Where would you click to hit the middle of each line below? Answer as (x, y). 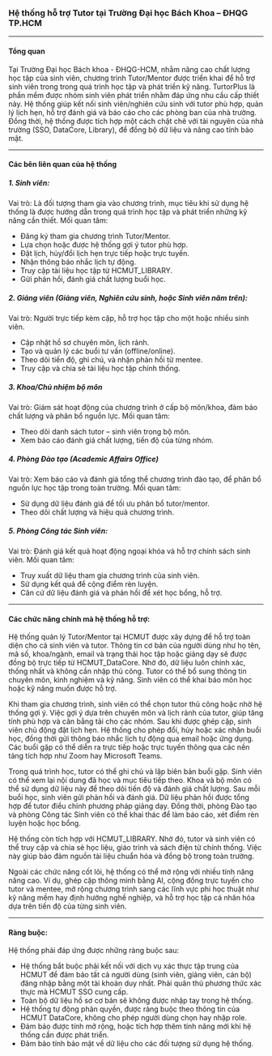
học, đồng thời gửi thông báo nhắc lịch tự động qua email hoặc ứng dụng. (131, 739)
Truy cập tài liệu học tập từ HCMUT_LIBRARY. (96, 271)
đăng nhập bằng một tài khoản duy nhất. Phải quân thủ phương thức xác (141, 983)
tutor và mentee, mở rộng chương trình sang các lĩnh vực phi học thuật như (134, 889)
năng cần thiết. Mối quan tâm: (58, 220)
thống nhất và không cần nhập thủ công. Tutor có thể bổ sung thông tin (127, 671)
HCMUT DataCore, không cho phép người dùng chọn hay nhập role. (133, 1018)
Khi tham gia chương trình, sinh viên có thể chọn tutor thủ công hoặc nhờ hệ (136, 704)
